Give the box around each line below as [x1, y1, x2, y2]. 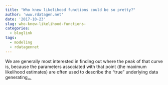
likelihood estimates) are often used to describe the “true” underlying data [5, 68, 158, 75]
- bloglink [10, 30, 33, 35]
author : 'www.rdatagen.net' [5, 12, 64, 17]
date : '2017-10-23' [5, 16, 46, 21]
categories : [5, 26, 30, 31]
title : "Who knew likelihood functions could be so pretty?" [5, 7, 136, 12]
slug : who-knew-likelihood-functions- [5, 21, 86, 26]
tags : [5, 35, 17, 40]
